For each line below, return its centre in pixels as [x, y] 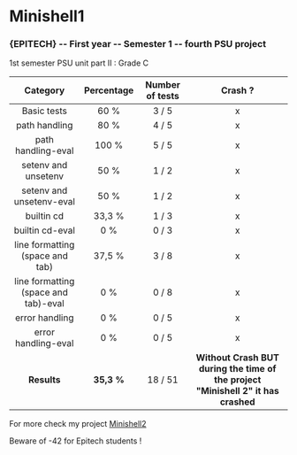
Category [45, 90]
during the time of [237, 369]
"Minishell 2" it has [238, 391]
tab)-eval [44, 304]
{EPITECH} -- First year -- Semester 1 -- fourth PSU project [138, 44]
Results [44, 380]
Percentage [109, 90]
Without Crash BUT [238, 358]
